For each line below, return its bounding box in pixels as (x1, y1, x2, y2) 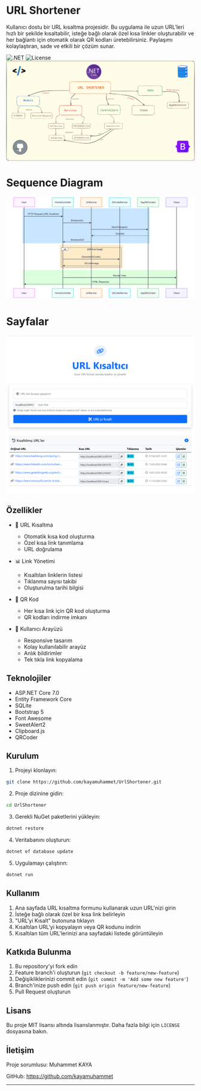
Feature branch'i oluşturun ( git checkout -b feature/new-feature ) (14, 969, 179, 976)
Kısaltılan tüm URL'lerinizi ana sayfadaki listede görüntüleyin (14, 929, 163, 937)
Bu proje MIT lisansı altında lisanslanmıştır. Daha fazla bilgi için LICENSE (6, 1022, 181, 1029)
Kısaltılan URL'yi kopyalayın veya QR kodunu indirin (14, 923, 141, 931)
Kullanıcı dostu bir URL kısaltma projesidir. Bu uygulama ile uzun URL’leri (6, 23, 184, 31)
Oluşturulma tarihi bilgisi (23, 584, 84, 591)
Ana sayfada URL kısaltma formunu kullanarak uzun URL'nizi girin (14, 904, 176, 911)
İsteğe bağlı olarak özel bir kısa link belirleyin (14, 910, 126, 917)
